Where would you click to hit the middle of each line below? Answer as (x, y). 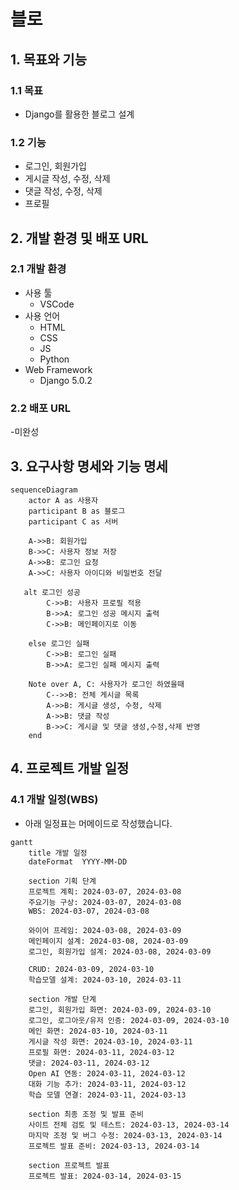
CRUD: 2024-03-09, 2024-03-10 (91, 969)
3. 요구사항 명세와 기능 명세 (89, 466)
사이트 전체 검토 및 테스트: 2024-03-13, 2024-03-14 (129, 1125)
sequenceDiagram (44, 490)
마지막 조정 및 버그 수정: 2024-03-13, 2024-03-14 (125, 1135)
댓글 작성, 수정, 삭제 (63, 191)
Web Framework (58, 369)
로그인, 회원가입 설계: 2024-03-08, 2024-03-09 (120, 951)
